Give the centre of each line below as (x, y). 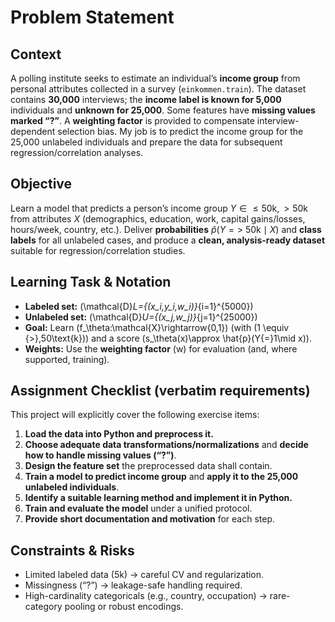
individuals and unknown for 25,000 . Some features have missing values (163, 110)
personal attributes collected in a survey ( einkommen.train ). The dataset (158, 89)
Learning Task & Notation (91, 282)
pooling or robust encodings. (124, 607)
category (43, 607)
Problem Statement (92, 17)
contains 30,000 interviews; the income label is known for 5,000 (146, 99)
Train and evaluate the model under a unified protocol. (138, 508)
